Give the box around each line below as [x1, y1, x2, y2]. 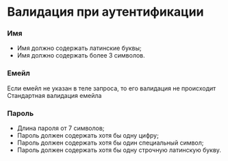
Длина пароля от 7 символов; [16, 124, 105, 132]
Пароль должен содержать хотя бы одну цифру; [16, 132, 159, 140]
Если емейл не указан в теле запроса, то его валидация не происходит [7, 84, 216, 92]
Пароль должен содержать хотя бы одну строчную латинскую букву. [16, 146, 221, 154]
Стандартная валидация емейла [7, 91, 102, 99]
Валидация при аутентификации [7, 4, 204, 20]
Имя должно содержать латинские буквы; [16, 44, 142, 52]
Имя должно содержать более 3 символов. [16, 51, 145, 60]
